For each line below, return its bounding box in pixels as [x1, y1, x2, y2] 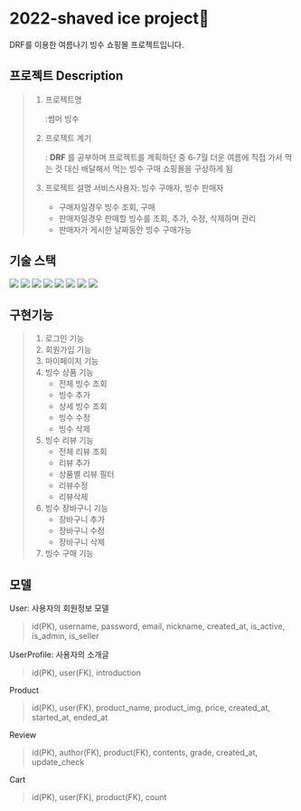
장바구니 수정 [58, 525, 106, 537]
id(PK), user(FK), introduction [31, 667, 142, 678]
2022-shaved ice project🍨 [9, 8, 210, 29]
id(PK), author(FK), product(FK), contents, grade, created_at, [31, 747, 259, 759]
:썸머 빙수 [44, 113, 80, 124]
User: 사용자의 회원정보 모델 [9, 603, 109, 614]
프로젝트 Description [9, 68, 124, 84]
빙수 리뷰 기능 [44, 434, 94, 446]
